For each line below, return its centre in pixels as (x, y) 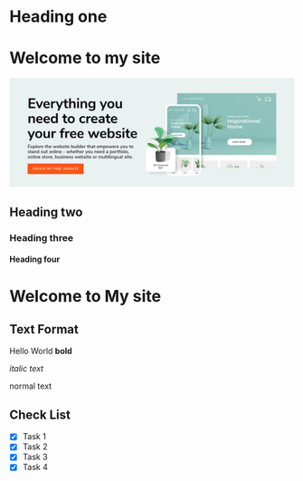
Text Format (44, 329)
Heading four (35, 259)
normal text (31, 386)
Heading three (42, 237)
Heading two (46, 212)
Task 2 (35, 447)
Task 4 (35, 467)
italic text (26, 369)
